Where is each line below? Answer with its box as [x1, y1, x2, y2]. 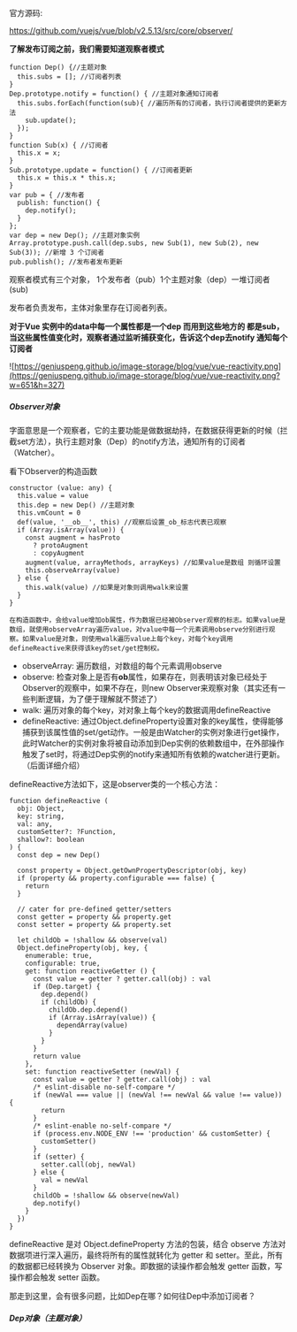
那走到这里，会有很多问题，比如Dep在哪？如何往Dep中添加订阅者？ [9, 1290, 256, 1301]
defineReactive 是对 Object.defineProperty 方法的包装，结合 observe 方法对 [9, 1238, 286, 1249]
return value [32, 1052, 81, 1060]
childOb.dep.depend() [48, 1005, 128, 1014]
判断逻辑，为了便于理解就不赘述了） [29, 693, 162, 704]
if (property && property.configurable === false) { [17, 874, 216, 883]
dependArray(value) [56, 1021, 128, 1030]
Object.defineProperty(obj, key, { [17, 943, 148, 953]
